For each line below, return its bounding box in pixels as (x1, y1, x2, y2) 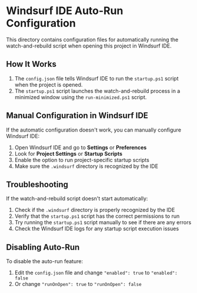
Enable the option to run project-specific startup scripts (14, 156, 150, 163)
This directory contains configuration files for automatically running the (6, 36, 179, 43)
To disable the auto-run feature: (6, 258, 84, 265)
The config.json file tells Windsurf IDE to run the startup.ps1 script (14, 75, 179, 82)
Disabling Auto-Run (6, 242, 80, 252)
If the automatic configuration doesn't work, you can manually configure (6, 126, 181, 133)
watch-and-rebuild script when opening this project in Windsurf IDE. (6, 42, 172, 49)
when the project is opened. (14, 81, 83, 88)
